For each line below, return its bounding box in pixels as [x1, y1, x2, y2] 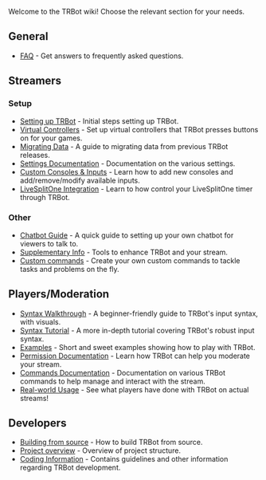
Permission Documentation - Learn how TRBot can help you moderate [19, 351, 251, 360]
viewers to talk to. [19, 238, 79, 248]
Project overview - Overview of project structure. [19, 446, 182, 455]
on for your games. [19, 133, 83, 143]
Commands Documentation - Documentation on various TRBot [19, 368, 225, 377]
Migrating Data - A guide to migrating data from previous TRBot [19, 141, 229, 151]
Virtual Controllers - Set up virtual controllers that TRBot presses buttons [19, 124, 259, 134]
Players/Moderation [8, 287, 110, 301]
